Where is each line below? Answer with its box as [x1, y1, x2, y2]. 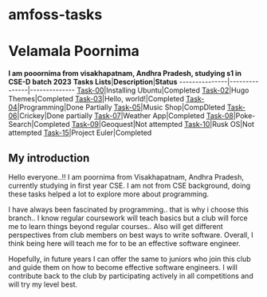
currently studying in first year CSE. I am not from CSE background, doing [8, 180, 251, 190]
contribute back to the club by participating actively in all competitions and [8, 271, 253, 280]
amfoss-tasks [8, 6, 103, 24]
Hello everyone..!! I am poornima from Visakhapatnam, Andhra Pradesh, [8, 172, 245, 181]
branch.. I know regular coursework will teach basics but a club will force [8, 213, 249, 223]
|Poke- [233, 111, 256, 121]
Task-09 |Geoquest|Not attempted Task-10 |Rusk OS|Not [71, 120, 255, 129]
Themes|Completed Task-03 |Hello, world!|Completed [8, 94, 185, 104]
